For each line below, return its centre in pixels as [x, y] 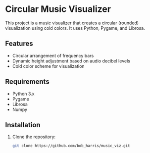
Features [19, 44]
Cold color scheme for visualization [49, 66]
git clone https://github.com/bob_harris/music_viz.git [71, 146]
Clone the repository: [34, 137]
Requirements [27, 82]
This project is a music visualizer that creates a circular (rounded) [72, 23]
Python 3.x [23, 94]
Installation [23, 125]
